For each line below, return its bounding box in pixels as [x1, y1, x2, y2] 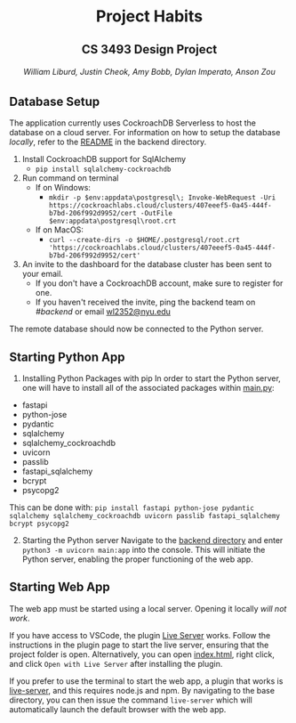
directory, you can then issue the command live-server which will [9, 695, 253, 705]
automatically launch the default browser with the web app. [9, 703, 227, 714]
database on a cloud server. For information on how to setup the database [9, 127, 281, 138]
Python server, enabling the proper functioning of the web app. [21, 554, 253, 565]
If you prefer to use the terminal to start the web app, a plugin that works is [9, 675, 284, 686]
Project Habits [96, 6, 203, 27]
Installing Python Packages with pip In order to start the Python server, [21, 373, 282, 384]
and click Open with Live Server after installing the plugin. [9, 658, 223, 669]
